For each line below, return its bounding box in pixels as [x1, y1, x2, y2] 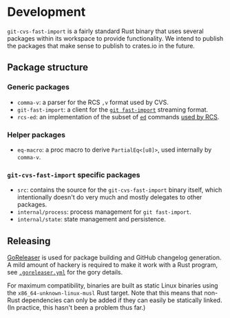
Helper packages [7, 130, 65, 139]
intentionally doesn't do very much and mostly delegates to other [17, 193, 202, 201]
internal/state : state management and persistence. [17, 215, 167, 223]
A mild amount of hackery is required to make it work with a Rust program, [7, 261, 218, 269]
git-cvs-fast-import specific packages [7, 170, 140, 179]
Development [7, 4, 86, 20]
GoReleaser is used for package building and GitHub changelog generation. [7, 253, 222, 262]
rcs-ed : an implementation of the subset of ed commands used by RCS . [17, 112, 220, 121]
